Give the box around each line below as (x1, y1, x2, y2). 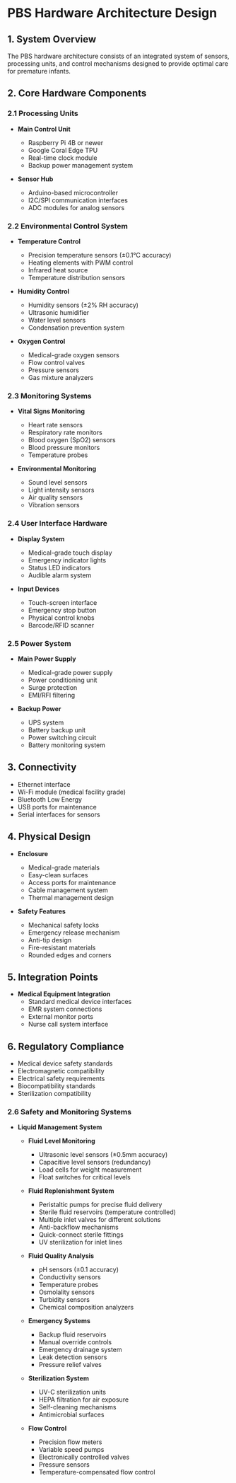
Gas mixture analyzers (28, 373, 94, 381)
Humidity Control (17, 287, 69, 295)
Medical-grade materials (28, 863, 100, 872)
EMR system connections (28, 1005, 102, 1013)
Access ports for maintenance (28, 878, 117, 887)
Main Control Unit (17, 125, 71, 133)
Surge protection (28, 683, 78, 691)
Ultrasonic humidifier (28, 308, 90, 316)
